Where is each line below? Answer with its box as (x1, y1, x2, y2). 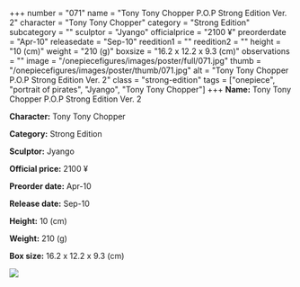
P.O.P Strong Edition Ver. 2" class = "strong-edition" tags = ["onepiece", (9, 75, 276, 85)
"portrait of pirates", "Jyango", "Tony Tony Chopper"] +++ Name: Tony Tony (9, 85, 292, 94)
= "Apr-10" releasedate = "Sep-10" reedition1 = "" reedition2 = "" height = (9, 36, 281, 47)
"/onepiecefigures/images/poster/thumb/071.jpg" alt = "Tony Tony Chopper (9, 65, 289, 76)
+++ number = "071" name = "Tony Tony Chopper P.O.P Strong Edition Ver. (9, 8, 287, 18)
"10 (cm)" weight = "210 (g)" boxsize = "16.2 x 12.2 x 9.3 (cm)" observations (9, 46, 290, 57)
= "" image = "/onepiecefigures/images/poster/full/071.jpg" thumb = (9, 56, 262, 66)
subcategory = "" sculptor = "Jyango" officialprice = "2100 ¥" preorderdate (9, 27, 287, 37)
